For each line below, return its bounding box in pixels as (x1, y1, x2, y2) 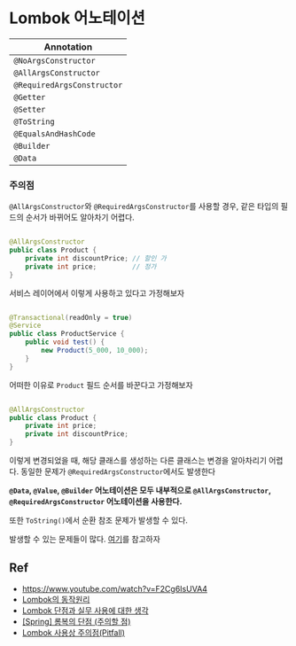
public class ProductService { (9, 330, 125, 339)
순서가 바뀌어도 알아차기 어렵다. (25, 212, 135, 222)
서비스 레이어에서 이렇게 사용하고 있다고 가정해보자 (9, 287, 184, 298)
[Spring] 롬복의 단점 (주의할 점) (21, 616, 131, 627)
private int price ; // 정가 (25, 262, 157, 271)
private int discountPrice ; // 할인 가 (25, 253, 167, 262)
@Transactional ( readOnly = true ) (9, 313, 133, 322)
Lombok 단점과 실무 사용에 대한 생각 (21, 604, 149, 616)
